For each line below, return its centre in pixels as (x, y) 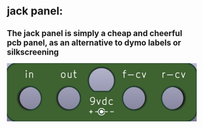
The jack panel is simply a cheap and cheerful (95, 33)
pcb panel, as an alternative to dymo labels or (94, 42)
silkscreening (33, 52)
